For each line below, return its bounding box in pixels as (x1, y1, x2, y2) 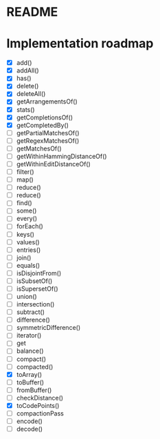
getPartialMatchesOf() (16, 128, 80, 137)
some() (16, 206, 37, 215)
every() (16, 215, 37, 223)
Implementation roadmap (6, 36, 154, 52)
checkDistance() (16, 393, 63, 402)
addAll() (16, 66, 39, 75)
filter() (16, 168, 35, 176)
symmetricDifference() (16, 324, 81, 332)
